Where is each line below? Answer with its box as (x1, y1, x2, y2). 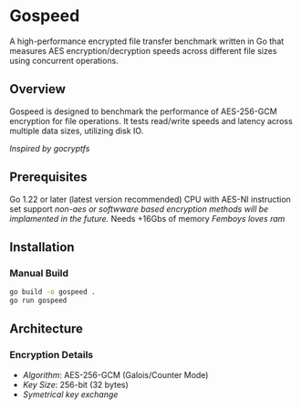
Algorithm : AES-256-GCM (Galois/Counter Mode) (22, 369, 209, 380)
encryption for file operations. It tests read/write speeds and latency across (9, 115, 294, 126)
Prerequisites (9, 170, 88, 185)
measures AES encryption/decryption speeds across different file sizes (9, 45, 277, 56)
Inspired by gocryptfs (9, 142, 90, 153)
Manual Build (9, 267, 69, 279)
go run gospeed (9, 296, 68, 306)
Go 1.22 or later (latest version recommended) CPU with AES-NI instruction (9, 194, 292, 204)
